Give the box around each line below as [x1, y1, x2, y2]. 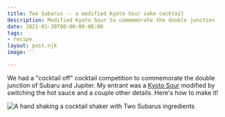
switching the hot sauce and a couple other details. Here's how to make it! [7, 88, 219, 97]
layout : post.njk [7, 42, 57, 49]
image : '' [7, 49, 36, 56]
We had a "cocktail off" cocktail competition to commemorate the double [7, 73, 215, 82]
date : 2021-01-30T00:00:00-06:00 [7, 23, 104, 30]
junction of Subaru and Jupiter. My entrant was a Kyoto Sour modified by [7, 81, 215, 89]
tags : [7, 29, 23, 37]
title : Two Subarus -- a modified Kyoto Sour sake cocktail [7, 10, 185, 17]
